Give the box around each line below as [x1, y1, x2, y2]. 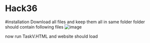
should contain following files [5, 24, 64, 29]
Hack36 [5, 3, 38, 14]
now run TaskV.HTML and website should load [5, 33, 98, 39]
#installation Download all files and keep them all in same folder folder [5, 19, 145, 25]
